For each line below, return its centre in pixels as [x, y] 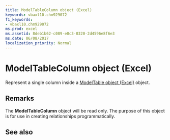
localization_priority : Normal [38, 43]
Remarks [20, 99]
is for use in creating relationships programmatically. [60, 116]
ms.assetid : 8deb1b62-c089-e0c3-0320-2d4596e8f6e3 [60, 34]
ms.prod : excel [21, 29]
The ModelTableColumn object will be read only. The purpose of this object [85, 110]
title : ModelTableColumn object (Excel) [49, 10]
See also [19, 132]
